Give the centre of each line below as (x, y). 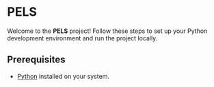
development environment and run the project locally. (82, 38)
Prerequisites (36, 60)
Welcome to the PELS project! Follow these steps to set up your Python (107, 31)
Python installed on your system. (63, 76)
